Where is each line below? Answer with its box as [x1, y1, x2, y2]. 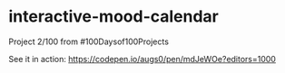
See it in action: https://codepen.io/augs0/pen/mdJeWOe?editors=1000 [8, 53, 276, 64]
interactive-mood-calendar [8, 6, 219, 27]
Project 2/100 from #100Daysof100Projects [8, 36, 170, 47]
